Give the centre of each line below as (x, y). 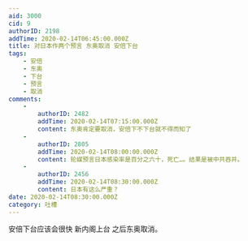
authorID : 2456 (63, 174)
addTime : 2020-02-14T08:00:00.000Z (98, 152)
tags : (17, 54)
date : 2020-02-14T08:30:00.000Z (63, 197)
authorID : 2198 (34, 31)
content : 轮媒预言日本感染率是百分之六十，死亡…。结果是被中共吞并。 (141, 159)
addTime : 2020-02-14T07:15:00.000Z (98, 122)
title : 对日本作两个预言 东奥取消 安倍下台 (73, 46)
